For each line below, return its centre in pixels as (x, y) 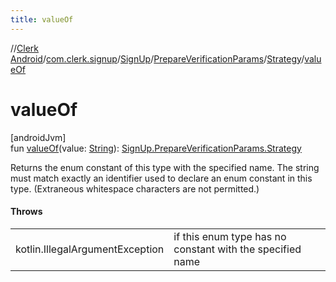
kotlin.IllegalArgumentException (90, 249)
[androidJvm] (38, 137)
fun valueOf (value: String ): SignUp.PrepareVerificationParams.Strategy (156, 148)
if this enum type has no (230, 236)
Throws (26, 212)
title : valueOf (42, 19)
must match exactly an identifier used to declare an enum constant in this (161, 178)
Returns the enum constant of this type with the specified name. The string (165, 167)
